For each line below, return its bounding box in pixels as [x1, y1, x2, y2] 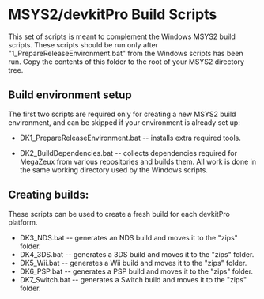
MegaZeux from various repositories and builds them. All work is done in [19, 157, 257, 166]
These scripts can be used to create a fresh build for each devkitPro [8, 209, 231, 218]
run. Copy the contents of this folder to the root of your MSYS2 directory [8, 57, 245, 66]
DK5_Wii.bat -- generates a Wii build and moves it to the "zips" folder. [19, 258, 247, 267]
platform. [8, 218, 38, 227]
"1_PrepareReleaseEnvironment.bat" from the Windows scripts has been [8, 48, 243, 58]
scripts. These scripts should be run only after [8, 40, 159, 49]
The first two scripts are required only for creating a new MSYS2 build [8, 109, 236, 119]
